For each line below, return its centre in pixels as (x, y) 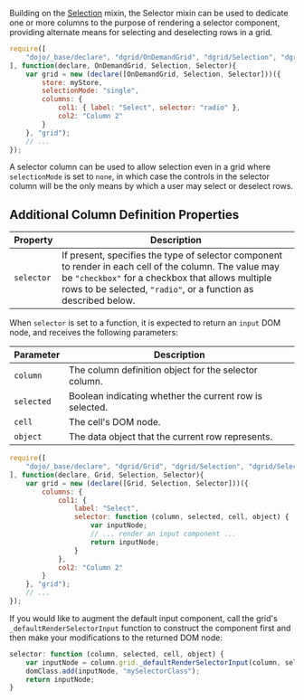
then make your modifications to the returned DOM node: (116, 638)
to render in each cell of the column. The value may (171, 267)
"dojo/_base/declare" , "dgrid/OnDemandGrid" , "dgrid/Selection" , (152, 57)
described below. (99, 300)
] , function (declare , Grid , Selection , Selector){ (107, 475)
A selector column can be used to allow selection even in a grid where (140, 167)
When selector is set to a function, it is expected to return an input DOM (145, 323)
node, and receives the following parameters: (94, 333)
